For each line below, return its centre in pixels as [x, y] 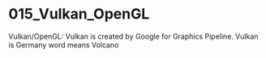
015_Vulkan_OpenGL [79, 14]
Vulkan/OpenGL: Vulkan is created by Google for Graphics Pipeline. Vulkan [133, 36]
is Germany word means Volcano [64, 44]
